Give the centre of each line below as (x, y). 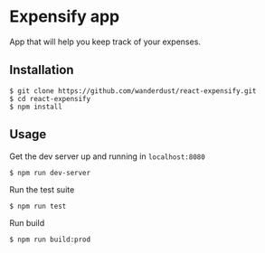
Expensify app (65, 17)
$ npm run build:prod (50, 239)
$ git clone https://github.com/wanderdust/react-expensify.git (133, 91)
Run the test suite (42, 189)
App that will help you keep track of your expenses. (105, 42)
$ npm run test (38, 206)
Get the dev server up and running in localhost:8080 (107, 156)
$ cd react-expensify (50, 98)
